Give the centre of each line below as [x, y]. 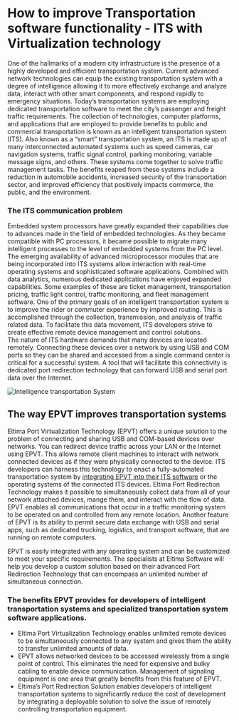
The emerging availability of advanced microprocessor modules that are [113, 257]
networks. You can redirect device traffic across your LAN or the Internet [114, 447]
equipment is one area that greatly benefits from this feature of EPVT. [119, 679]
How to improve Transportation [102, 13]
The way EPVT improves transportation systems [117, 414]
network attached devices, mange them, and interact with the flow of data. [117, 500]
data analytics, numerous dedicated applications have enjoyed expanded [115, 279]
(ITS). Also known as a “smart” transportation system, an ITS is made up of [117, 139]
